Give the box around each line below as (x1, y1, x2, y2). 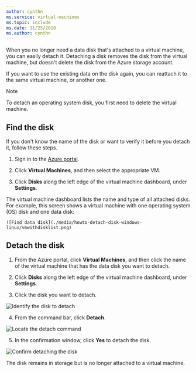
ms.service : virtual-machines (6, 14, 80, 20)
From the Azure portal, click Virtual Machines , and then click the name (14, 256, 186, 263)
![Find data (6, 219, 35, 226)
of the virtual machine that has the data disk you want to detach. (14, 262, 170, 269)
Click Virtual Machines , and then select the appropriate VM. (14, 166, 161, 173)
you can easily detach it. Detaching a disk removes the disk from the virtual (6, 53, 188, 60)
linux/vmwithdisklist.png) (6, 224, 72, 230)
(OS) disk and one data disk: (6, 208, 75, 215)
